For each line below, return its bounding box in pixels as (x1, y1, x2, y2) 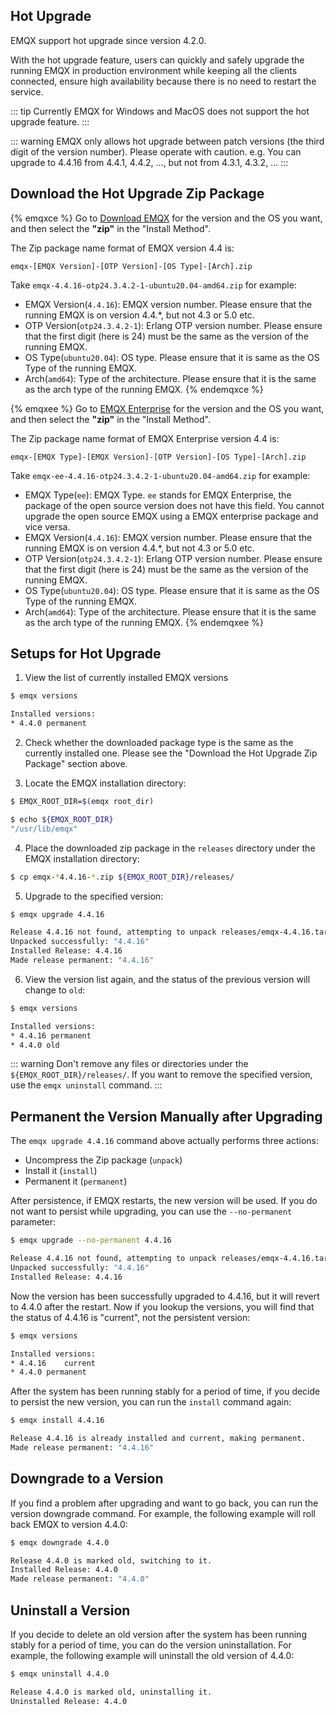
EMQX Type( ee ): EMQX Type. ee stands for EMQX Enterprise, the (24, 489, 292, 501)
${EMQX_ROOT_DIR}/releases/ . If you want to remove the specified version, (10, 1069, 313, 1081)
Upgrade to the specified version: (24, 890, 164, 902)
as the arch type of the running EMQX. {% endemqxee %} (24, 616, 264, 628)
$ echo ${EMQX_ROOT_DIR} (10, 814, 114, 824)
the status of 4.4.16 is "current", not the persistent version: (10, 1311, 251, 1323)
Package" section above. (24, 758, 128, 770)
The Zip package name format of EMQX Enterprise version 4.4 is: (10, 432, 280, 444)
